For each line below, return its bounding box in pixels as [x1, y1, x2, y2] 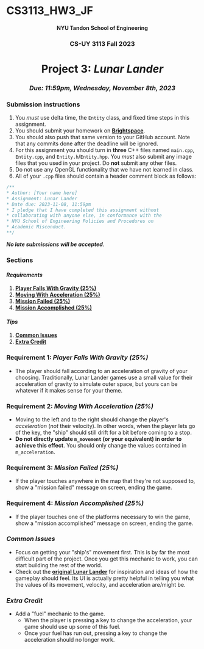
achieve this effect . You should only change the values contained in [15, 441, 187, 449]
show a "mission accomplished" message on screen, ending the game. [15, 520, 194, 527]
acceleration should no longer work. [24, 636, 115, 644]
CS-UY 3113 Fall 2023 [69, 39, 135, 48]
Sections [6, 256, 33, 264]
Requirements [6, 271, 43, 278]
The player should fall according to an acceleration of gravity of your [15, 367, 188, 374]
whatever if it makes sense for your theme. [15, 386, 123, 394]
